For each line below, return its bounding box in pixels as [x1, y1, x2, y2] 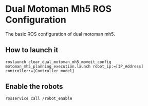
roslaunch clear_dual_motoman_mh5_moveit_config [5, 59, 112, 65]
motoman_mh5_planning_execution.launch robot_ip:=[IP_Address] [5, 63, 144, 69]
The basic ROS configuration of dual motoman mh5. [5, 31, 116, 37]
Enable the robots [5, 82, 63, 91]
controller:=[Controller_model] [5, 68, 75, 73]
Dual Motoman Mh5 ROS [5, 3, 112, 15]
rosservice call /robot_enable [5, 96, 72, 101]
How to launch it [5, 46, 59, 54]
